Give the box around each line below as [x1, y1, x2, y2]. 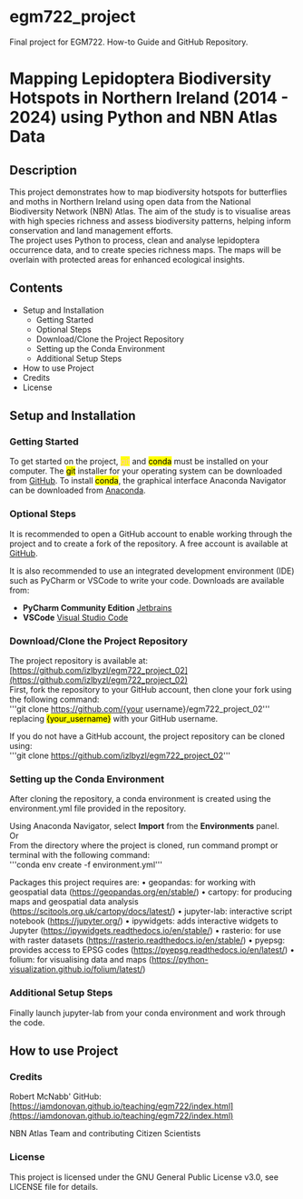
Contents [9, 280, 64, 296]
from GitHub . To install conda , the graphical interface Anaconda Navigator [9, 475, 287, 486]
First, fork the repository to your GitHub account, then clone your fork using [9, 684, 292, 695]
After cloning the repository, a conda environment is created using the [9, 794, 272, 804]
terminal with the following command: [9, 850, 151, 861]
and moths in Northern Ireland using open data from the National [9, 195, 251, 206]
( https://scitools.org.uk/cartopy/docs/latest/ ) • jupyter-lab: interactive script [9, 906, 293, 917]
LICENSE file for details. [9, 1181, 99, 1192]
